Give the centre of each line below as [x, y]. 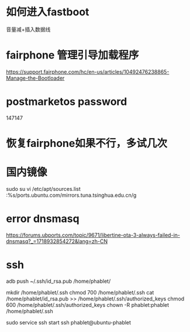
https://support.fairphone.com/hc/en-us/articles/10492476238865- [88, 71]
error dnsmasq [43, 219]
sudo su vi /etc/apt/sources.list [43, 189]
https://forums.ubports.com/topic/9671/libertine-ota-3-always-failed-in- [93, 235]
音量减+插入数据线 [28, 29]
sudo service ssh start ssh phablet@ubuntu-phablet [69, 322]
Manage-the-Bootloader [35, 78]
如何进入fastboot [48, 12]
